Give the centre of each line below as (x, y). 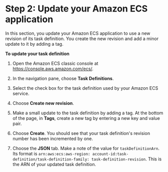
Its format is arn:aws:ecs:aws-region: (51, 153)
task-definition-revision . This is (127, 159)
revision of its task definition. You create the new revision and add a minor (82, 39)
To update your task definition (37, 54)
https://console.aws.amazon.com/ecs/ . (53, 69)
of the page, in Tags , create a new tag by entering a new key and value (86, 118)
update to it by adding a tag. (34, 44)
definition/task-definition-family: (51, 159)
